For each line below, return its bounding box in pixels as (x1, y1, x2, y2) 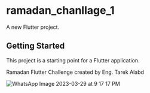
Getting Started (6, 41, 65, 51)
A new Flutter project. (6, 23, 60, 31)
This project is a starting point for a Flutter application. (6, 56, 140, 64)
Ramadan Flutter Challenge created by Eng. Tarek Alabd (6, 68, 145, 76)
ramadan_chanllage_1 (6, 4, 115, 17)
